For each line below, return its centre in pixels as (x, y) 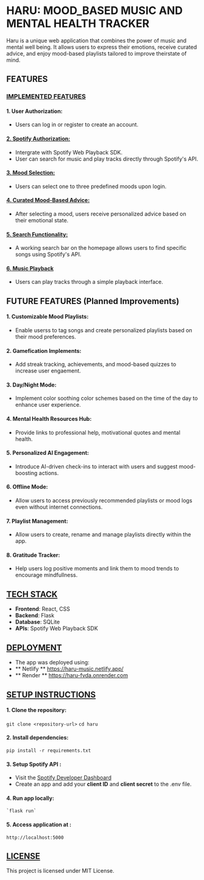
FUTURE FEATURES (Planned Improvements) (93, 301)
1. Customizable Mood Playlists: (47, 317)
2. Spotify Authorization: (38, 139)
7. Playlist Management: (37, 521)
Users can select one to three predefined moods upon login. (91, 186)
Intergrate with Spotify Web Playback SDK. (69, 152)
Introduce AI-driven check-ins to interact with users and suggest (96, 466)
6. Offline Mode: (27, 487)
